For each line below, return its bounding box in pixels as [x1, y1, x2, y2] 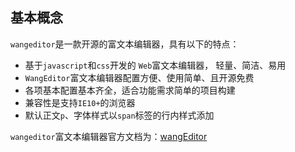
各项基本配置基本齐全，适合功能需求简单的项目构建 [24, 84, 236, 96]
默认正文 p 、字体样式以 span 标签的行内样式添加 [24, 109, 215, 121]
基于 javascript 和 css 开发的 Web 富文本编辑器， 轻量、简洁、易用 [24, 59, 287, 71]
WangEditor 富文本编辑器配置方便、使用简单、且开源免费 [24, 71, 255, 83]
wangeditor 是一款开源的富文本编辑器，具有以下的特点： [10, 38, 240, 50]
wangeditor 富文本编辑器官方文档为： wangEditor [10, 130, 208, 142]
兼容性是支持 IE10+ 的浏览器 [24, 96, 136, 108]
